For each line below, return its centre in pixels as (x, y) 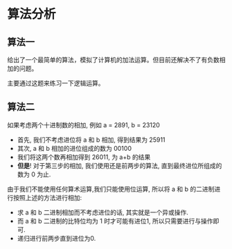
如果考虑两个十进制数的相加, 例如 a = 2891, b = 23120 (84, 124)
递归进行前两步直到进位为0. (56, 238)
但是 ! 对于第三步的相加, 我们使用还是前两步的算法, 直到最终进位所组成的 (119, 165)
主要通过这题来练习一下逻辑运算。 (56, 83)
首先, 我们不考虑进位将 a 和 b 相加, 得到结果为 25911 (91, 140)
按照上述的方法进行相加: (47, 197)
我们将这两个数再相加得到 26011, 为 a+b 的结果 (84, 157)
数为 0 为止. (34, 174)
